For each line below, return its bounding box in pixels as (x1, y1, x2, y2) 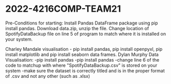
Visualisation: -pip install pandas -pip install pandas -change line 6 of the (5, 57, 160, 63)
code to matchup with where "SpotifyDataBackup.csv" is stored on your (5, 62, 158, 68)
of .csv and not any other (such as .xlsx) (5, 73, 91, 79)
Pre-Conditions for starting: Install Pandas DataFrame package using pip (5, 20, 158, 26)
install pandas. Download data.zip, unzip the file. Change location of (5, 25, 149, 31)
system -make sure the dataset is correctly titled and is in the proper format (5, 67, 165, 74)
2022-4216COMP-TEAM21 (5, 3, 121, 15)
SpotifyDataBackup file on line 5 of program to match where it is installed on (5, 31, 166, 37)
